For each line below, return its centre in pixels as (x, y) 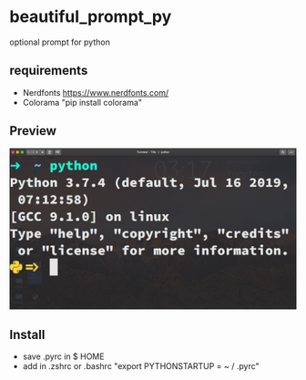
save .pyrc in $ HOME (63, 356)
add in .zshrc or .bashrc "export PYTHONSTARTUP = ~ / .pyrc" (141, 366)
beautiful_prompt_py (91, 17)
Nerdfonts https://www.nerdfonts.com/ (96, 92)
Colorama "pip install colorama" (82, 102)
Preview (33, 131)
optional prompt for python (60, 42)
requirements (49, 71)
